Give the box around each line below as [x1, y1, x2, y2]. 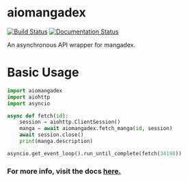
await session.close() [19, 131, 84, 138]
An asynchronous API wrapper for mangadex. [7, 40, 135, 49]
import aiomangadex [7, 87, 63, 94]
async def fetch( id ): [7, 112, 69, 119]
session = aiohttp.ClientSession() [19, 118, 121, 126]
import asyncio [7, 100, 51, 107]
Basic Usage [7, 65, 79, 80]
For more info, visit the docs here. [7, 166, 122, 176]
